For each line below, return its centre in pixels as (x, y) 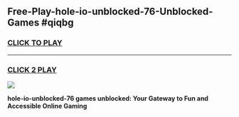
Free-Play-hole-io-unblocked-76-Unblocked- (110, 12)
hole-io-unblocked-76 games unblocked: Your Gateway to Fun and (108, 98)
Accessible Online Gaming (47, 106)
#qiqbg (58, 23)
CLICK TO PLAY (35, 43)
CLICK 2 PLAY (32, 69)
